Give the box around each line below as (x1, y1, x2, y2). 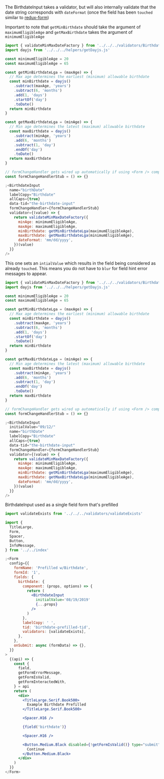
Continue (26, 747, 45, 752)
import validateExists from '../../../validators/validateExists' (5, 511, 143, 516)
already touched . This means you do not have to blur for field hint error (5, 265, 148, 271)
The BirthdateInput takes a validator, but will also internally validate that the (5, 4, 156, 10)
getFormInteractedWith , (18, 679, 67, 684)
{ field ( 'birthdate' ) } (22, 725, 67, 729)
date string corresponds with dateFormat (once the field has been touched (5, 9, 153, 15)
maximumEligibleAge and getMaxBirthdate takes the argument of (5, 29, 133, 35)
